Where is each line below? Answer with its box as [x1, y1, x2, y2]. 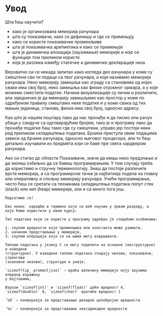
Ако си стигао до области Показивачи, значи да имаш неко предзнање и [5, 155, 158, 161]
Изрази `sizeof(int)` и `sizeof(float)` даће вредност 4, [5, 285, 125, 290]
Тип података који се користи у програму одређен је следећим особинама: [5, 217, 158, 222]
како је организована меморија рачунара [12, 28, 99, 34]
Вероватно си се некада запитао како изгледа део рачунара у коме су [5, 69, 153, 74]
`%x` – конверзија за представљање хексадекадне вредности [5, 306, 127, 311]
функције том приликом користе [12, 54, 80, 60]
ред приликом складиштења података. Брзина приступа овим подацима [5, 130, 157, 136]
